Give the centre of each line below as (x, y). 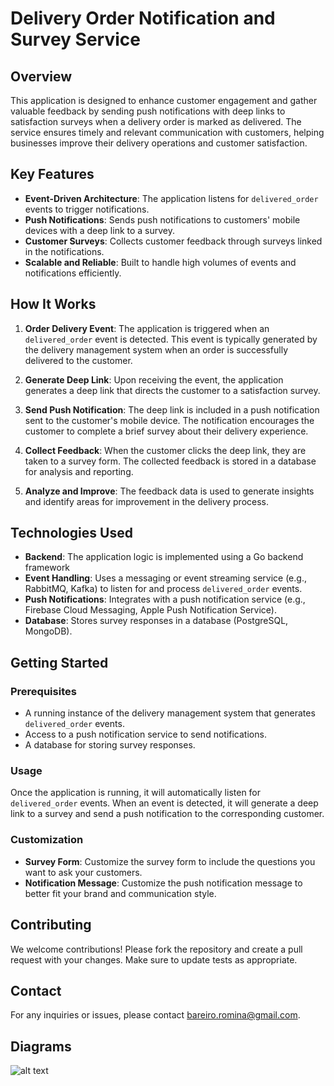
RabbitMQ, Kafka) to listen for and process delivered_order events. (163, 589)
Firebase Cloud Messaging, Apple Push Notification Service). (150, 610)
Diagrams (41, 1046)
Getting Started (59, 662)
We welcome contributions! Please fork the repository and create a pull (156, 949)
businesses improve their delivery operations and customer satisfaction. (159, 143)
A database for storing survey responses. (110, 745)
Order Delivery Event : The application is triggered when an (147, 328)
